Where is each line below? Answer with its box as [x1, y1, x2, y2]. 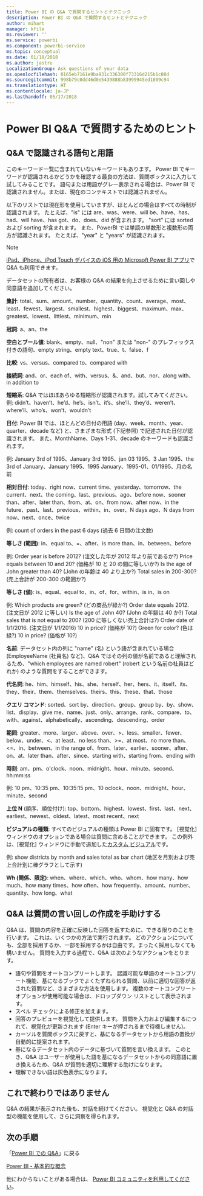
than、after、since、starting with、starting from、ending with [40, 752, 196, 759]
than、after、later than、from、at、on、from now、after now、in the [6, 498, 179, 506]
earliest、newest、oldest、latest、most [6, 812, 106, 819]
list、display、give [6, 708, 53, 716]
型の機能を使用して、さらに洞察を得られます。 [6, 1113, 122, 1120]
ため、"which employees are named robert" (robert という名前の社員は [11, 660, 189, 667]
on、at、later [6, 752, 39, 759]
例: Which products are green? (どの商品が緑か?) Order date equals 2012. [6, 601, 189, 609]
